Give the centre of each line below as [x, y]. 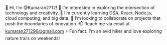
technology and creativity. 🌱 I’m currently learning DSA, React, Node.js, [79, 13]
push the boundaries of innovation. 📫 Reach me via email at [67, 24]
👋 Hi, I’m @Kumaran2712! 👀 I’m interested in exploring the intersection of [80, 8]
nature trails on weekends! [33, 38]
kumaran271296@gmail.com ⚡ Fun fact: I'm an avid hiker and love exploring [83, 31]
